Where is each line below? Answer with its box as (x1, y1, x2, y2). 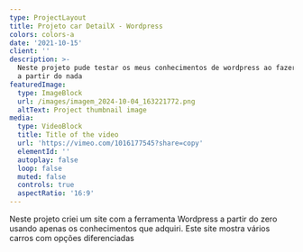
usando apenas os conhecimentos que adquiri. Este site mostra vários (9, 223, 271, 234)
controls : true (17, 181, 75, 190)
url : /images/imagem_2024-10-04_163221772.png (17, 96, 196, 106)
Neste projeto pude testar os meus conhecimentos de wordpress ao (17, 64, 272, 73)
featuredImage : (9, 80, 67, 89)
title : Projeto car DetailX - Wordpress (9, 22, 164, 31)
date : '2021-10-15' (9, 38, 83, 48)
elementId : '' (17, 147, 70, 156)
